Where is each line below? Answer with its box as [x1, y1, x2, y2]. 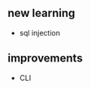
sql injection [19, 28, 60, 37]
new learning [7, 6, 76, 20]
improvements [7, 52, 83, 66]
